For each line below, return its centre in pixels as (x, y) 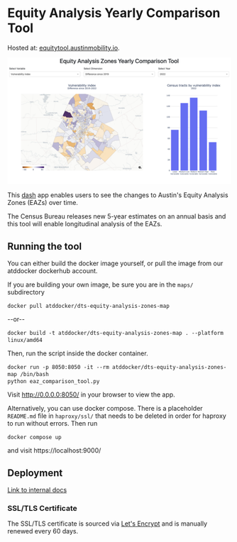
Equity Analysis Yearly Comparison (114, 13)
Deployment (35, 473)
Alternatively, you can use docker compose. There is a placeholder (105, 409)
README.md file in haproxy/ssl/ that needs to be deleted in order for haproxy (117, 416)
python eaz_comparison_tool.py (54, 382)
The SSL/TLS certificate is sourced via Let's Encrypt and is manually (108, 524)
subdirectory (26, 292)
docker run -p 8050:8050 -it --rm (59, 367)
